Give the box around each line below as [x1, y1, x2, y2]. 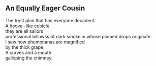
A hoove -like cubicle [5, 23, 50, 29]
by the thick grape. [5, 44, 45, 50]
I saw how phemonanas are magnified [5, 39, 85, 45]
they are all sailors [5, 28, 44, 34]
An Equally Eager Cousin [5, 4, 85, 13]
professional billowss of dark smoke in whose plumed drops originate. [5, 33, 152, 39]
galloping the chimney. [5, 55, 53, 61]
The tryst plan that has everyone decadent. [5, 17, 96, 23]
